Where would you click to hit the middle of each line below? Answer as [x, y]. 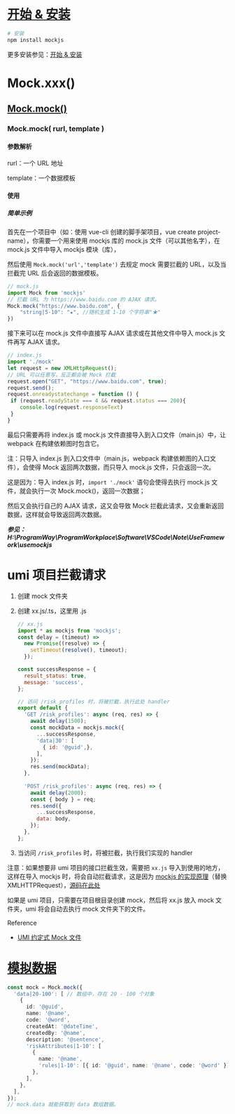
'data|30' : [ [55, 740]
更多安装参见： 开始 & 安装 [45, 54]
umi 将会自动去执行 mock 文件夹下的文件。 [87, 909]
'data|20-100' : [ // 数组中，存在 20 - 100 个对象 [84, 994]
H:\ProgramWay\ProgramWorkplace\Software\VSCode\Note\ [98, 537]
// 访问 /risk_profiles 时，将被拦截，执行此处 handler [93, 702]
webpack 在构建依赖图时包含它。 [55, 443]
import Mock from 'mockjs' [47, 293]
